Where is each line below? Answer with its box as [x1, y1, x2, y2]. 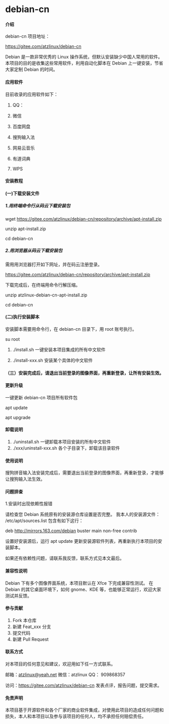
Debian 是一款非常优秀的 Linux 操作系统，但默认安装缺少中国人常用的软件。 [5, 54, 162, 60]
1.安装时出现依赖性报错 [5, 501, 53, 507]
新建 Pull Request [12, 636, 49, 642]
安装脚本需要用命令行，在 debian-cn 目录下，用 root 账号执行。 [5, 326, 137, 332]
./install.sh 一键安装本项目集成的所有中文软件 [12, 346, 106, 352]
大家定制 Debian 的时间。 [5, 67, 58, 73]
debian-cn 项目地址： [5, 33, 50, 39]
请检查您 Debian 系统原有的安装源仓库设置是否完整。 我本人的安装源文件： [5, 511, 160, 518]
